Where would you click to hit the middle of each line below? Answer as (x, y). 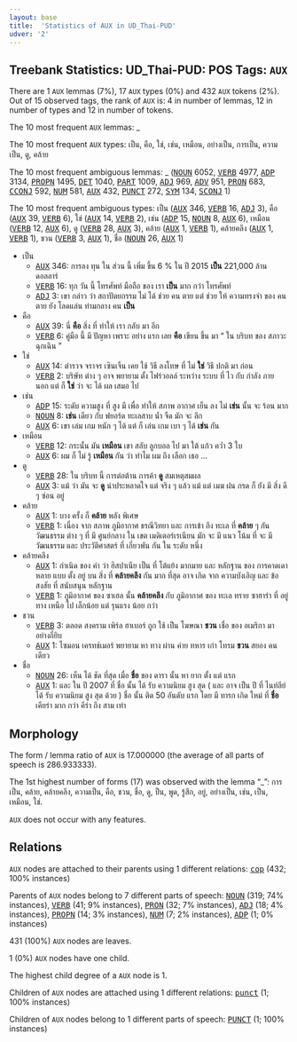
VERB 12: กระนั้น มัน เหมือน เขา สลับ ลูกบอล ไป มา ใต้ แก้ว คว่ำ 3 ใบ (139, 446)
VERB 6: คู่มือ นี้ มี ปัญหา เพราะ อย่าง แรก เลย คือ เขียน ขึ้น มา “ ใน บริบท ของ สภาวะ (160, 336)
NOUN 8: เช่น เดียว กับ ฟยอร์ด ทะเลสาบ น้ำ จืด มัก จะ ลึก (119, 416)
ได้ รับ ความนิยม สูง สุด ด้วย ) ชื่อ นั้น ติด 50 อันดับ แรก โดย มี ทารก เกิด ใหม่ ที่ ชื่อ (157, 695)
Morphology (44, 734)
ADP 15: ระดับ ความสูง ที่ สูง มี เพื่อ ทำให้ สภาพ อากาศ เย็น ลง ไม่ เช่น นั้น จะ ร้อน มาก (162, 406)
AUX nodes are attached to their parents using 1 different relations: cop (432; (148, 868)
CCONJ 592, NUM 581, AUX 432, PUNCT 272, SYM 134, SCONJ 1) (120, 191)
